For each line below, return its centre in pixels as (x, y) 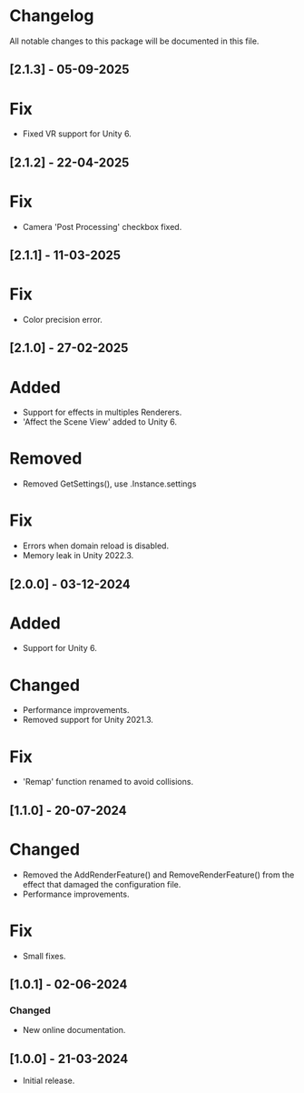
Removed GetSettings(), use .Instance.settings (109, 484)
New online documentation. (74, 1030)
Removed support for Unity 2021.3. (88, 720)
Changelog (52, 16)
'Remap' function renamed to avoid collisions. (108, 782)
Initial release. (49, 1081)
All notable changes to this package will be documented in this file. (134, 41)
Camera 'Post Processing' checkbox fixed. (102, 226)
